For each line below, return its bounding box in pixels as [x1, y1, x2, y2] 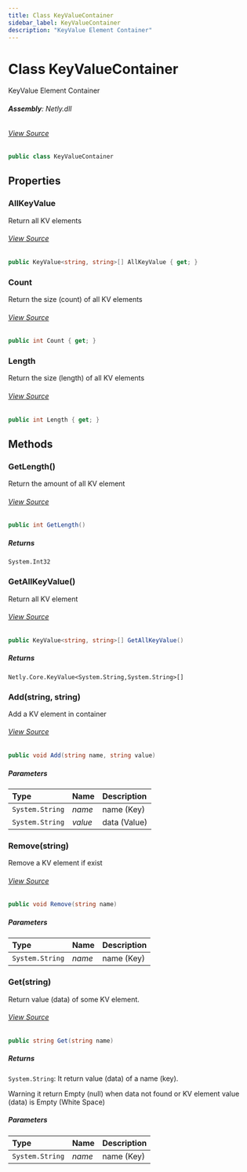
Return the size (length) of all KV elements [8, 373, 145, 383]
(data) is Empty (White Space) [8, 1097, 106, 1107]
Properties [8, 175, 61, 188]
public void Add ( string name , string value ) [8, 751, 156, 759]
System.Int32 [8, 558, 51, 566]
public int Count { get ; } [8, 337, 96, 345]
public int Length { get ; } [8, 416, 100, 424]
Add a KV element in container [8, 709, 107, 718]
